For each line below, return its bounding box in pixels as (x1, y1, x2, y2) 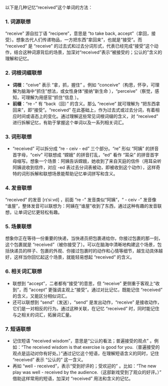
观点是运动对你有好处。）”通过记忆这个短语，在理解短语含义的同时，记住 (12, 350, 159, 356)
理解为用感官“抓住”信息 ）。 (25, 94, 81, 100)
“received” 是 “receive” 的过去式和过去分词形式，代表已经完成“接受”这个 (5, 43, 154, 49)
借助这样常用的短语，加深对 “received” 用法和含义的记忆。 (12, 375, 133, 381)
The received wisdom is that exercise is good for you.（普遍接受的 (23, 344, 160, 350)
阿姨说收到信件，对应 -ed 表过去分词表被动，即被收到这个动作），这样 (12, 164, 156, 170)
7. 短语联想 (5, 325, 31, 332)
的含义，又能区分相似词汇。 (12, 293, 70, 299)
